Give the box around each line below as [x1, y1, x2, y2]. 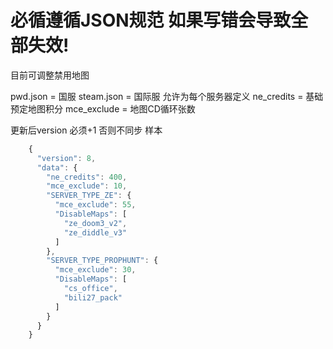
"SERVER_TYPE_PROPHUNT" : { [46, 256, 159, 266]
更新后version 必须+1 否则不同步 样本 [10, 124, 163, 136]
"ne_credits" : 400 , [46, 172, 128, 182]
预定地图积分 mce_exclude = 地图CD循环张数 [10, 102, 196, 115]
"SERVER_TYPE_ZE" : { [46, 191, 132, 201]
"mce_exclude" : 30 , [54, 265, 137, 275]
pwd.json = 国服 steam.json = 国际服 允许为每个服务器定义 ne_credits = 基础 [10, 90, 324, 102]
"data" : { [36, 162, 78, 173]
